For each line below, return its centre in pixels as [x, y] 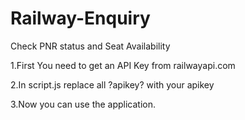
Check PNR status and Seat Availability [90, 46]
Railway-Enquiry [80, 18]
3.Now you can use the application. [83, 104]
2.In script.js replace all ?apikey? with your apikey [112, 84]
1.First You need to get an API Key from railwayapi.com [123, 65]
